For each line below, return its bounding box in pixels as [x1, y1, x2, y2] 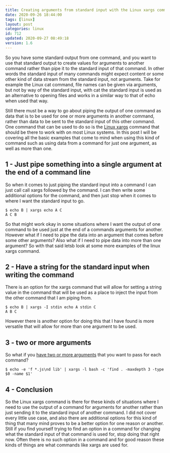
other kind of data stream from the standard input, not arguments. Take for [5, 76, 161, 82]
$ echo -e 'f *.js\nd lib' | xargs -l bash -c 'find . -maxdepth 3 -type [5, 367, 164, 372]
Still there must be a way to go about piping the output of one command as [5, 107, 161, 113]
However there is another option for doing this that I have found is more [5, 318, 154, 324]
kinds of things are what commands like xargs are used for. [5, 442, 129, 448]
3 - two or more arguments [5, 338, 92, 347]
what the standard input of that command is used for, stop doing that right [5, 431, 159, 437]
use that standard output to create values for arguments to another [5, 59, 145, 66]
